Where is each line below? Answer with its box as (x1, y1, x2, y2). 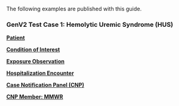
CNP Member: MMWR (6, 93, 64, 101)
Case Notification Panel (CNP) (6, 82, 84, 89)
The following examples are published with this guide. (6, 5, 142, 12)
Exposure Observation (6, 58, 65, 65)
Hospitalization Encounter (6, 69, 75, 77)
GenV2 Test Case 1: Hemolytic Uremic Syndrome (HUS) (6, 20, 174, 29)
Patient (6, 34, 26, 41)
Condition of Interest (6, 46, 60, 54)
